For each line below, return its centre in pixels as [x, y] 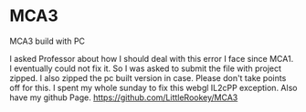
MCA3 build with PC [47, 41]
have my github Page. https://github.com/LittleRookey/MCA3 [124, 97]
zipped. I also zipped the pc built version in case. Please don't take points [148, 77]
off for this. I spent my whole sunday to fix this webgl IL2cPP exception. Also [153, 87]
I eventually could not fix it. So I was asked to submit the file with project [145, 68]
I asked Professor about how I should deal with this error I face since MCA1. [152, 58]
